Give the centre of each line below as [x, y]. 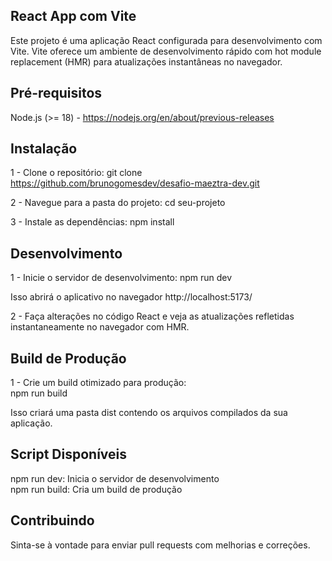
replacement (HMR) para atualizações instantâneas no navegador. [146, 61]
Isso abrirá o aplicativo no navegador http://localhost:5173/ [131, 297]
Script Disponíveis [69, 454]
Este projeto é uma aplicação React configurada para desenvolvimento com [166, 40]
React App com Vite [73, 16]
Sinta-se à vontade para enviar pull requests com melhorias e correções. [160, 545]
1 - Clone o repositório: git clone [76, 173]
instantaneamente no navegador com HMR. [100, 327]
